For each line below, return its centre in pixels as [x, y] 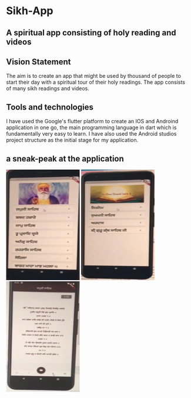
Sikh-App [30, 11]
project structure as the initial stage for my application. [72, 140]
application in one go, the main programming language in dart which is [91, 127]
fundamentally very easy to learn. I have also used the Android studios [91, 134]
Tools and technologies [50, 107]
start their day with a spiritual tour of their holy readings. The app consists [95, 82]
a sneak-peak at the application [65, 158]
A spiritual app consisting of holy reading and [91, 33]
